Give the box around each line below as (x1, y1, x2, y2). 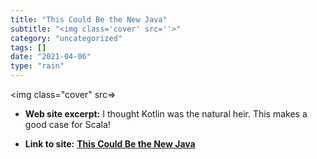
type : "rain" (10, 61, 65, 71)
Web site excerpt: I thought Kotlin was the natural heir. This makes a (24, 108, 308, 120)
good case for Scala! (24, 119, 111, 130)
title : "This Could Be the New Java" (10, 14, 168, 25)
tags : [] (10, 42, 47, 53)
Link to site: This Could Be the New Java (24, 138, 196, 150)
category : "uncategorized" (10, 33, 123, 43)
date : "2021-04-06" (10, 52, 92, 62)
